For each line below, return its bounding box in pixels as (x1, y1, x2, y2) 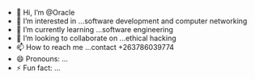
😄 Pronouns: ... (15, 54, 69, 64)
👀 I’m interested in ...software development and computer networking (15, 16, 248, 26)
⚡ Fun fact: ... (15, 63, 61, 73)
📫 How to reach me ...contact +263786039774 (15, 43, 175, 52)
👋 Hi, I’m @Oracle (15, 8, 75, 17)
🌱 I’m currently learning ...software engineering (15, 25, 174, 34)
